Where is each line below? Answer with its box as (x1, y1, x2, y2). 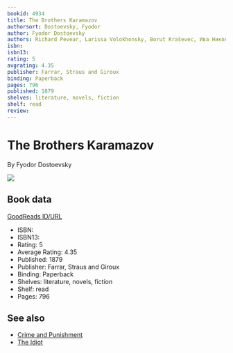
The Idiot (17, 338, 43, 347)
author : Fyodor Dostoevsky (7, 29, 85, 37)
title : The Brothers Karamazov (7, 17, 98, 24)
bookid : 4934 (7, 10, 45, 17)
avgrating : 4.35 (7, 62, 54, 69)
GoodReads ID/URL (7, 212, 62, 220)
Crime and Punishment (17, 331, 83, 339)
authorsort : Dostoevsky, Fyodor (7, 23, 101, 30)
